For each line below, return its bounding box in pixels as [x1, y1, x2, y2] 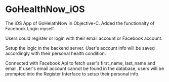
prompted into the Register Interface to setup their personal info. [5, 70, 140, 76]
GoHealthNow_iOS [5, 4, 85, 15]
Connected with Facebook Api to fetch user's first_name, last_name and [5, 60, 156, 66]
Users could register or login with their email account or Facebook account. [5, 35, 163, 41]
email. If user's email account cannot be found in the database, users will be [5, 65, 164, 71]
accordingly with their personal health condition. [5, 50, 106, 56]
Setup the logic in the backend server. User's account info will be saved [5, 45, 155, 51]
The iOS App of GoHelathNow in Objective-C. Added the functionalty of [5, 20, 155, 26]
